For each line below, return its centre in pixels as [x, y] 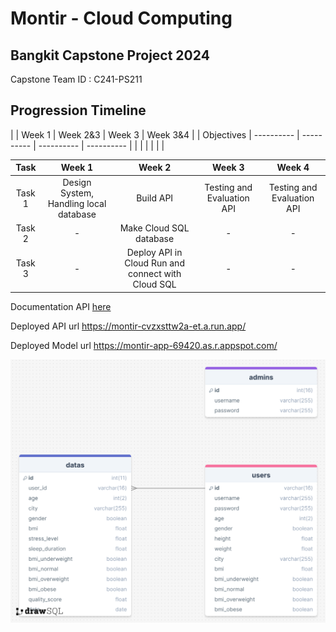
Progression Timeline [78, 110]
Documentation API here [61, 306]
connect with [155, 274]
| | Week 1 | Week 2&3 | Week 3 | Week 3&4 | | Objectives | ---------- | [155, 134]
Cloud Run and [154, 263]
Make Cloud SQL [154, 228]
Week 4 [293, 168]
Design [77, 182]
